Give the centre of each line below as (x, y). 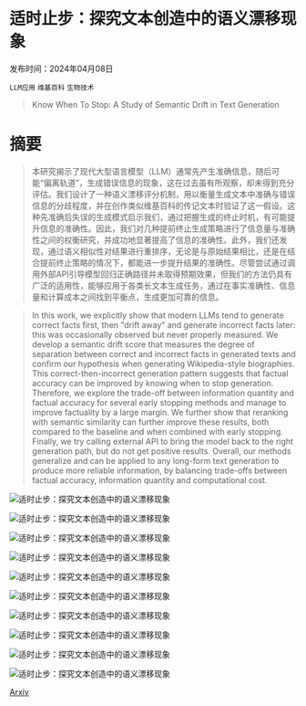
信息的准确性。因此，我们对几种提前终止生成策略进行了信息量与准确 (168, 228)
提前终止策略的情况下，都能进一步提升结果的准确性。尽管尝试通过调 (168, 262)
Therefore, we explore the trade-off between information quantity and (163, 393)
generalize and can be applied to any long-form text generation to (155, 460)
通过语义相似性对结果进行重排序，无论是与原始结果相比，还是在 (168, 251)
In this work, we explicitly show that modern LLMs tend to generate (158, 315)
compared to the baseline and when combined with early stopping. (158, 431)
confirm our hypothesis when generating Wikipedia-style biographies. (163, 364)
